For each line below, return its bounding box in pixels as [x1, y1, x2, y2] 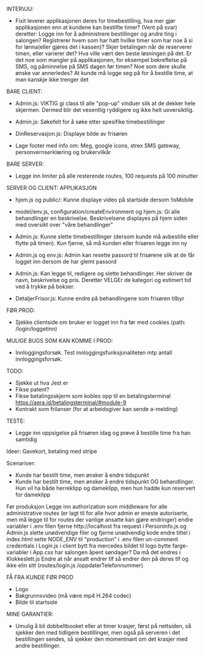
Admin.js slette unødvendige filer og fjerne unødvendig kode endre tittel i [6, 529, 191, 536]
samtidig [15, 436, 37, 443]
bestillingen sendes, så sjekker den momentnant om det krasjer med [15, 635, 188, 643]
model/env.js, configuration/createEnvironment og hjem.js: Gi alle [15, 208, 181, 215]
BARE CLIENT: [6, 88, 43, 95]
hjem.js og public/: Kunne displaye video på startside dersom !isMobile [15, 196, 194, 203]
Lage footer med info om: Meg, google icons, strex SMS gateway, [15, 142, 181, 149]
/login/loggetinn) [15, 325, 58, 332]
